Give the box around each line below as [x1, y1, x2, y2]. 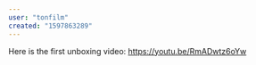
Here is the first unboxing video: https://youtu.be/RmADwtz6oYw [8, 45, 247, 56]
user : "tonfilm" [8, 12, 69, 22]
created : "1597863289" [8, 21, 93, 30]
